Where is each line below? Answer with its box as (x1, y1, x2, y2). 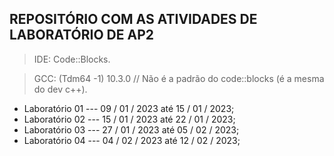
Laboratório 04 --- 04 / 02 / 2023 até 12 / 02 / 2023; (23, 134, 241, 146)
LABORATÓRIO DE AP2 (9, 27, 155, 44)
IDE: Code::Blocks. (33, 53, 111, 65)
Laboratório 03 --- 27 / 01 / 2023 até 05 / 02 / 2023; (23, 123, 240, 136)
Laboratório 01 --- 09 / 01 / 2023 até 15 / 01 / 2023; (23, 102, 235, 114)
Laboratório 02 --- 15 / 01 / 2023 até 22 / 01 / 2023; (23, 113, 236, 125)
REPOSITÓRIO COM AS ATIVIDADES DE (9, 11, 258, 28)
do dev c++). (33, 83, 88, 95)
